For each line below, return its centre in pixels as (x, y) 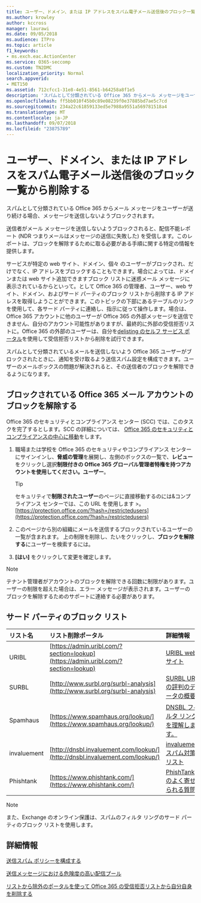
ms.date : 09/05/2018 (32, 34)
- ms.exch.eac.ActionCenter (41, 56)
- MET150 (17, 85)
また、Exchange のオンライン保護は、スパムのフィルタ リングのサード (93, 817)
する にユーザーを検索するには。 (54, 544)
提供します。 (22, 251)
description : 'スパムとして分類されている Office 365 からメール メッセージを (96, 95)
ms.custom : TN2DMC (29, 67)
